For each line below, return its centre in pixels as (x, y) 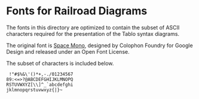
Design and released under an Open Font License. (68, 51)
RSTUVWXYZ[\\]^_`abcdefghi (40, 85)
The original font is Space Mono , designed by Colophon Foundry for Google (99, 45)
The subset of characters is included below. (60, 63)
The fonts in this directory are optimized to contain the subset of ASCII (93, 27)
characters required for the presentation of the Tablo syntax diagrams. (93, 33)
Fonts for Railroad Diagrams (77, 11)
